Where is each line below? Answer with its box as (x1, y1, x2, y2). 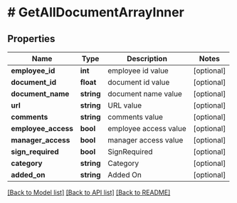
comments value (107, 112, 164, 122)
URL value (107, 100, 142, 110)
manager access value (107, 135, 184, 145)
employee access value (107, 124, 186, 133)
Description (127, 54, 167, 63)
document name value (107, 89, 183, 98)
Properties (7, 33, 56, 45)
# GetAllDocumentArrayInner (7, 4, 185, 21)
